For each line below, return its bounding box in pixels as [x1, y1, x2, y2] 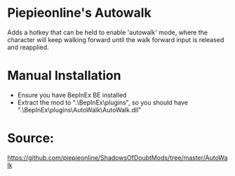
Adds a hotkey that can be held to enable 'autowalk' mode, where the [7, 28, 208, 36]
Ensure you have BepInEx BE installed [17, 90, 127, 99]
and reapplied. [7, 43, 49, 51]
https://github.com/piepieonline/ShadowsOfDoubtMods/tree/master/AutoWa [7, 153, 228, 162]
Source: [7, 130, 55, 147]
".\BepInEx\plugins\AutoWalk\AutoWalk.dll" [17, 105, 142, 114]
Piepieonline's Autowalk [7, 5, 152, 21]
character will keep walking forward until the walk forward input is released [7, 35, 224, 43]
